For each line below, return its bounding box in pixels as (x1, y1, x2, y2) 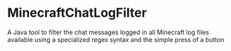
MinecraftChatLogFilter (7, 5, 147, 21)
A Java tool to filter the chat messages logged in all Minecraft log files (7, 28, 209, 36)
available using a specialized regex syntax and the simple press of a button (7, 35, 225, 43)
